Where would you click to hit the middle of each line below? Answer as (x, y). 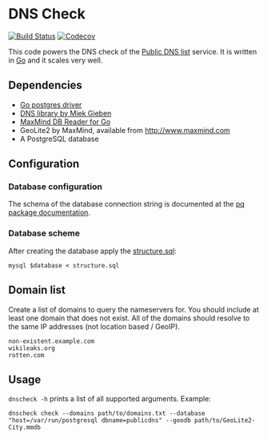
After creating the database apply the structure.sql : (93, 251)
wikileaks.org (32, 348)
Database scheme (44, 233)
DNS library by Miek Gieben (66, 113)
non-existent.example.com (51, 341)
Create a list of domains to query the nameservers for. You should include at (134, 309)
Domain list (37, 290)
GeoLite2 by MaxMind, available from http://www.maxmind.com (125, 130)
